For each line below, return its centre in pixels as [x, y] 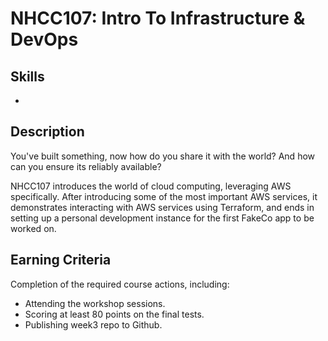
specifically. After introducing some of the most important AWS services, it [164, 196]
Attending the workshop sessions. [95, 303]
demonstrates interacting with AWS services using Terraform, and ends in [162, 207]
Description [47, 132]
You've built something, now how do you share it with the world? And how [163, 156]
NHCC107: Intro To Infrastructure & [158, 18]
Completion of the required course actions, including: [120, 284]
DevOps [44, 39]
